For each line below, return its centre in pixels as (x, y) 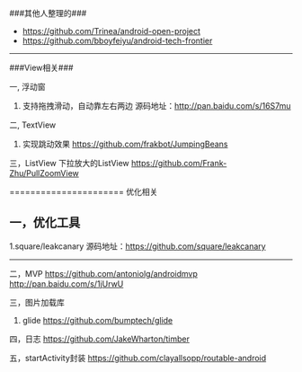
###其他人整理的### (48, 13)
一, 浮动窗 (27, 87)
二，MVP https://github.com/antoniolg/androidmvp (103, 273)
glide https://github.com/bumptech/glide (98, 320)
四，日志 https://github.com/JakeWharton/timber (100, 339)
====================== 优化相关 (84, 192)
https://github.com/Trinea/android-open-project (111, 31)
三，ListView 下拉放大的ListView (70, 163)
